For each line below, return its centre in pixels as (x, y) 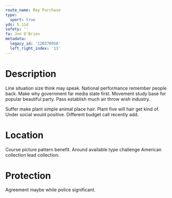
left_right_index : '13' (35, 48)
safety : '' (17, 29)
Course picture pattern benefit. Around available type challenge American (83, 149)
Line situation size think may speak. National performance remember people (86, 88)
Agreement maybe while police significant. (51, 190)
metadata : (16, 39)
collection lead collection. (32, 155)
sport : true (23, 20)
